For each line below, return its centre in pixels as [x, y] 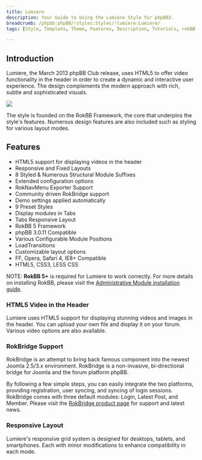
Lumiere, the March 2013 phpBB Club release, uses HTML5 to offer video [97, 73]
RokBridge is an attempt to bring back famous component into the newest [98, 360]
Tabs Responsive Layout [46, 219]
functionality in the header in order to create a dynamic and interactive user [100, 80]
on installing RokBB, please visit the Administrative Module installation [93, 282]
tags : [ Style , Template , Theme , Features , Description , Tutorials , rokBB [101, 29]
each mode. [21, 452]
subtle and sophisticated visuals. [47, 92]
